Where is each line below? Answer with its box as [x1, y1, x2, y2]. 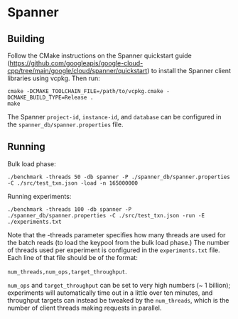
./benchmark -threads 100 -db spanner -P [7, 205, 132, 213]
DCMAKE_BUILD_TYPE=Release [7, 94, 87, 101]
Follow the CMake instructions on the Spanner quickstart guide [7, 51, 192, 60]
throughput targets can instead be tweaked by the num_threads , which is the [7, 296, 229, 304]
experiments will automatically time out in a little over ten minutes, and [7, 288, 213, 297]
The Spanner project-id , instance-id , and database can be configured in [7, 113, 222, 121]
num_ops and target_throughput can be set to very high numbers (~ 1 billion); [7, 281, 231, 289]
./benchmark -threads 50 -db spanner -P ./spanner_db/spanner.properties [7, 173, 231, 180]
